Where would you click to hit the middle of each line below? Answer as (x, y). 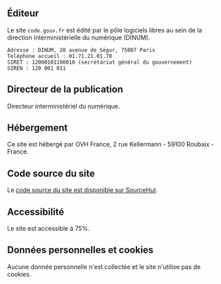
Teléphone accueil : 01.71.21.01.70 (60, 56)
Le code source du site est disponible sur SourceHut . (83, 190)
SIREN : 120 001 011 (37, 68)
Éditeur (23, 13)
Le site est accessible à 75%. (49, 229)
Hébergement (38, 128)
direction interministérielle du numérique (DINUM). (78, 37)
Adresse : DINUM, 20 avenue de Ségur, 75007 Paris (81, 50)
